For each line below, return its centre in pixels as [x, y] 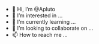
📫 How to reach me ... [40, 35]
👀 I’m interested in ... [37, 15]
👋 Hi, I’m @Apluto [34, 9]
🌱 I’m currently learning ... [44, 22]
